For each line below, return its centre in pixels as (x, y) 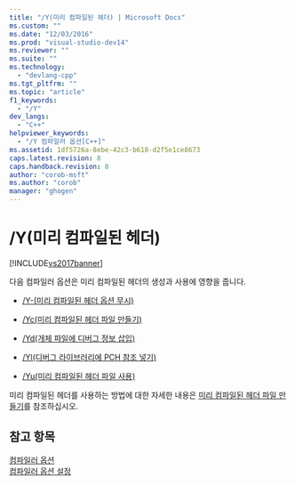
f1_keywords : (33, 100)
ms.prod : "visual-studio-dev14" (69, 42)
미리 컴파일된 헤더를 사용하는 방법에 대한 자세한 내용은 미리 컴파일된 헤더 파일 (143, 395)
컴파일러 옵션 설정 (40, 471)
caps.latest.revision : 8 (55, 158)
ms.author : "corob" (45, 183)
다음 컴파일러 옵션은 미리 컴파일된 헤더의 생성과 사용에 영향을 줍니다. (128, 281)
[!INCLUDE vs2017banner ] (56, 263)
